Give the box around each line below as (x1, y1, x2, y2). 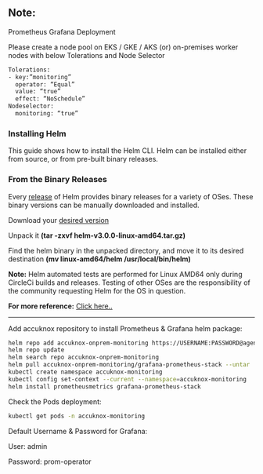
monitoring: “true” (15, 110, 79, 118)
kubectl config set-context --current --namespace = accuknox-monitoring (8, 375, 247, 383)
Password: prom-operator (8, 457, 92, 466)
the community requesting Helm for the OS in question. (8, 286, 186, 295)
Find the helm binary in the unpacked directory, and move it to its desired (8, 246, 244, 255)
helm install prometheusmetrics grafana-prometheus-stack (8, 382, 201, 391)
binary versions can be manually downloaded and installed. (8, 200, 200, 210)
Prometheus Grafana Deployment (8, 27, 116, 36)
